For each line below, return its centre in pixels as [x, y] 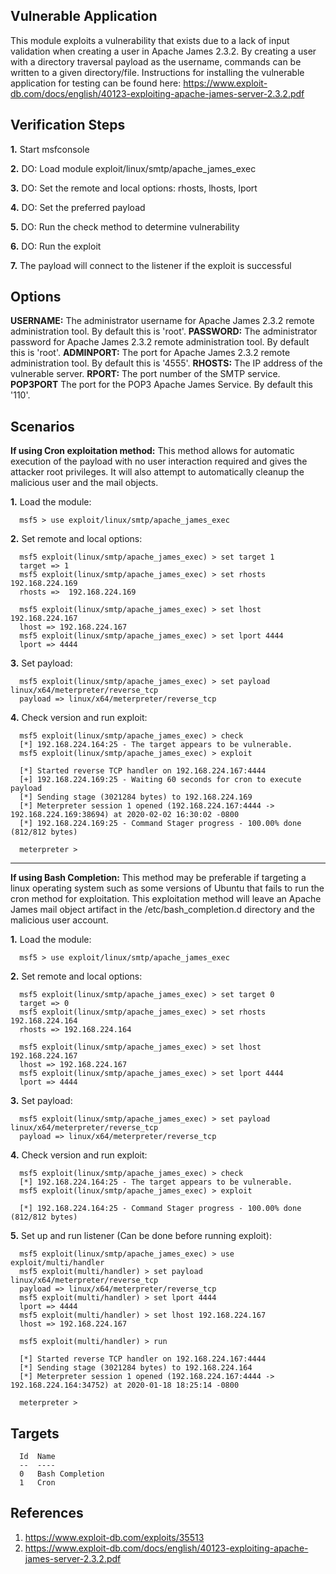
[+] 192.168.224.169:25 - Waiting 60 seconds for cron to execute [160, 780]
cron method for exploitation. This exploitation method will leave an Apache [166, 899]
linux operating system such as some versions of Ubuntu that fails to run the [167, 888]
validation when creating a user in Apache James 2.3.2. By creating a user [163, 51]
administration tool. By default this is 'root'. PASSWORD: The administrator [164, 331]
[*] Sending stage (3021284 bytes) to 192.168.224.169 [136, 797]
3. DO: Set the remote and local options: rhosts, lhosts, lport [134, 188]
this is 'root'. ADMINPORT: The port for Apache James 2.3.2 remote [150, 353]
